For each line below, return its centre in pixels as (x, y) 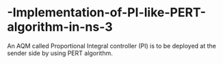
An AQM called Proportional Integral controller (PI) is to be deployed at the (112, 46)
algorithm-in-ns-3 (60, 27)
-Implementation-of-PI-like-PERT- (107, 13)
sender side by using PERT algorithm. (60, 53)
